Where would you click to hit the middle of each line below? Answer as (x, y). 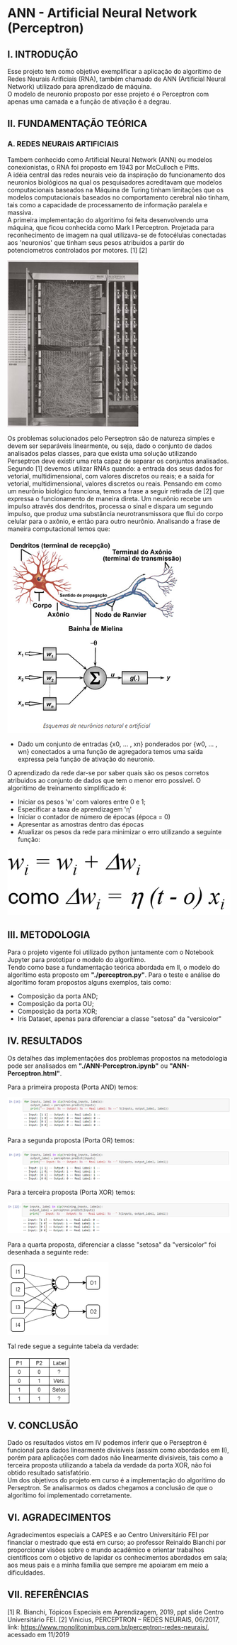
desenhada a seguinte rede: (48, 1252)
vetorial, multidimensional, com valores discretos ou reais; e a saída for (111, 476)
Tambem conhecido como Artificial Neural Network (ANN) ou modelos (110, 159)
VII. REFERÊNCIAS (48, 1595)
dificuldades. (26, 1572)
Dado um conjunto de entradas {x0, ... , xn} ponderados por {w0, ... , (117, 744)
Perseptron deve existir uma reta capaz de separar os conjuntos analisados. (118, 461)
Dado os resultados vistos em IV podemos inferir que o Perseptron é (107, 1442)
